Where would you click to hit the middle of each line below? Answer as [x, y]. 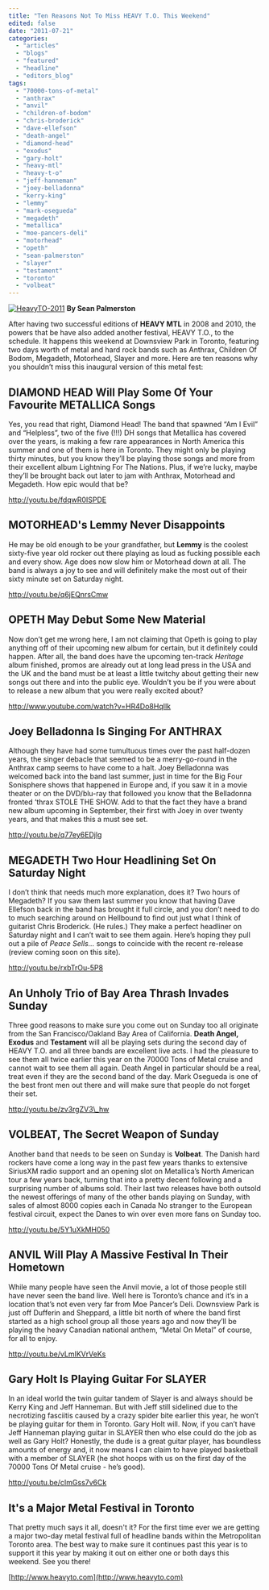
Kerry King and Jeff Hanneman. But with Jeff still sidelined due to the [123, 1407]
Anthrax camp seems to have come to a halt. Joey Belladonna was [119, 768]
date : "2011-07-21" [41, 31]
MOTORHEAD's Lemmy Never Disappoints [117, 525]
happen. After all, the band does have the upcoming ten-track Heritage [126, 656]
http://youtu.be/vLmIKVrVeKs [57, 1354]
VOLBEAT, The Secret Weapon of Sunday [114, 1134]
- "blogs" [32, 53]
